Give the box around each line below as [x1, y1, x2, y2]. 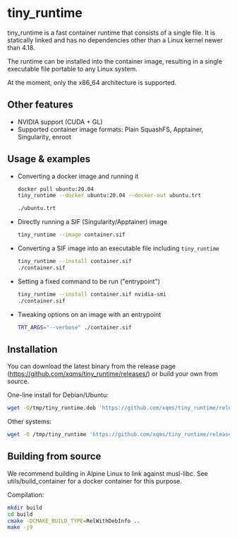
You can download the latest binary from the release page [7, 362, 176, 370]
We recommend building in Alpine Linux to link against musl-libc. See [7, 469, 208, 478]
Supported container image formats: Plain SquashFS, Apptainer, [17, 125, 204, 134]
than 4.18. [7, 43, 35, 52]
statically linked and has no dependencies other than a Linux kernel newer [7, 35, 224, 44]
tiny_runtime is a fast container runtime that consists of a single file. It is [7, 28, 216, 37]
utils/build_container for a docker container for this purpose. [7, 476, 182, 485]
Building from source [7, 450, 102, 462]
